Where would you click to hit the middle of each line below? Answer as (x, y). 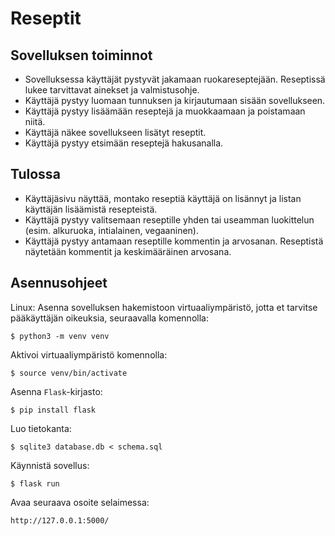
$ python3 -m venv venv (60, 336)
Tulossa (35, 174)
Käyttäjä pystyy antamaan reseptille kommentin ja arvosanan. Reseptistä (174, 241)
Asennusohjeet (59, 283)
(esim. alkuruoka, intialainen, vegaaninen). (111, 230)
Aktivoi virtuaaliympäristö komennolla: (89, 354)
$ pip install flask (53, 410)
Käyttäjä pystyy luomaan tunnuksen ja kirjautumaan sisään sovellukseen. (175, 100)
